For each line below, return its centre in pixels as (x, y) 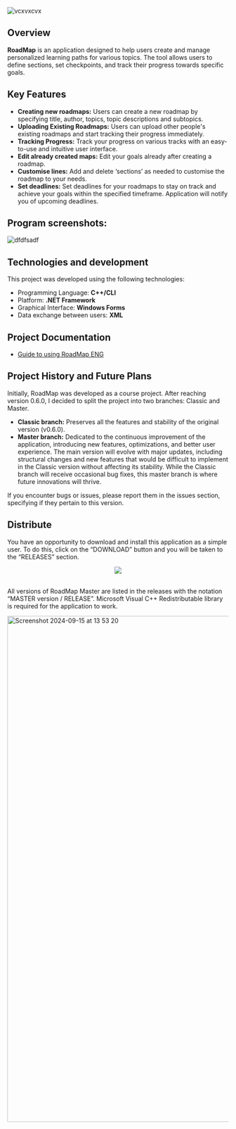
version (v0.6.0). (41, 429)
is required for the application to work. (63, 606)
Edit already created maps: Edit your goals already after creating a (114, 156)
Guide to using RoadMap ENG (60, 355)
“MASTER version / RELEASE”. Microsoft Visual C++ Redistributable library (115, 599)
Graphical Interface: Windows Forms (71, 308)
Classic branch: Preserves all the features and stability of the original (118, 421)
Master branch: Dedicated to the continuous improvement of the (111, 437)
